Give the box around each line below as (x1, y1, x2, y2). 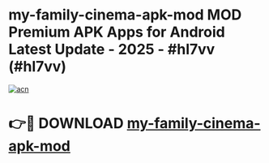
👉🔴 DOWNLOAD (8, 114, 124, 133)
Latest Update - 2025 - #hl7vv (8, 41, 216, 58)
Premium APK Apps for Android (8, 23, 225, 41)
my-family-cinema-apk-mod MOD (8, 6, 242, 24)
